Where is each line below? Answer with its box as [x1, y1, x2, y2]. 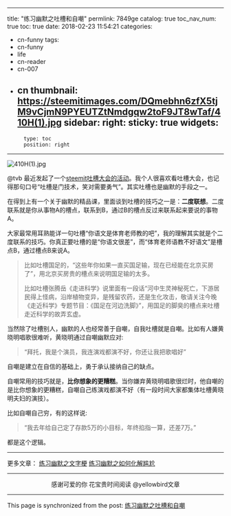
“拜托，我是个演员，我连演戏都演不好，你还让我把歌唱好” [23, 347, 187, 356]
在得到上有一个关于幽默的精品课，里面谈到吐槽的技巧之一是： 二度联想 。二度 [7, 197, 224, 205]
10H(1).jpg [16, 117, 62, 129]
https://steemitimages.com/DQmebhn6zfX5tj [16, 96, 218, 107]
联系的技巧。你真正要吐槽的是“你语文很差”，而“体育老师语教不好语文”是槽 [12, 237, 223, 246]
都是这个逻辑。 [7, 438, 49, 446]
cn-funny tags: [16, 36, 60, 43]
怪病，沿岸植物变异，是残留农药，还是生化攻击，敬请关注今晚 [42, 292, 217, 301]
